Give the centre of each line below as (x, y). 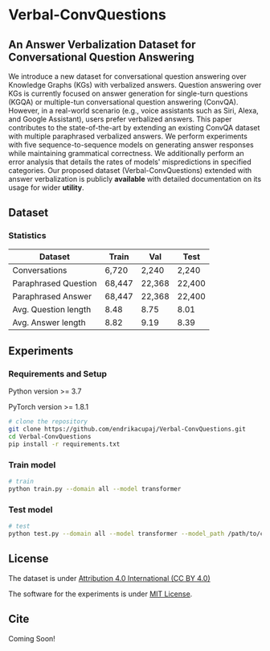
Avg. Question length (52, 309)
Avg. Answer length (49, 322)
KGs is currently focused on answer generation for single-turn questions (128, 93)
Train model (32, 464)
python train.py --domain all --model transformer (95, 489)
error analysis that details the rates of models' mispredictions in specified (130, 162)
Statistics (27, 236)
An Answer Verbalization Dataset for (102, 45)
